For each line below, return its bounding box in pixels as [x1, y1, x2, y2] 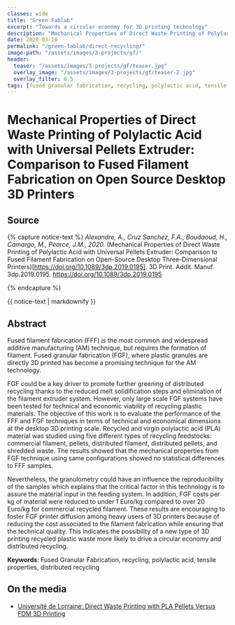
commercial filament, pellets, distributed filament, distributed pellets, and [7, 439, 218, 448]
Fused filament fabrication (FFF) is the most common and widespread [7, 336, 208, 345]
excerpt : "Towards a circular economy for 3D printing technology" [7, 23, 208, 30]
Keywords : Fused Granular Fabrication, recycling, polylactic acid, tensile [7, 556, 217, 564]
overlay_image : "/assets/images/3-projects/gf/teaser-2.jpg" [13, 69, 196, 76]
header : [7, 56, 30, 63]
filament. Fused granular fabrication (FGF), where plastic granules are [7, 351, 208, 359]
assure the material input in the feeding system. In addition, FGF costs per [7, 490, 220, 498]
